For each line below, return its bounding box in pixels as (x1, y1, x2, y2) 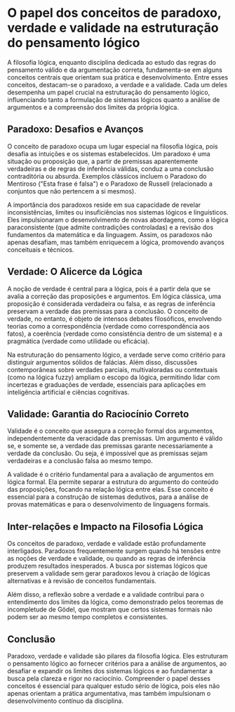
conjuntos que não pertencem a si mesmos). (7, 186, 137, 195)
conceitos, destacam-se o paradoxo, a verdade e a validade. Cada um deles (7, 80, 228, 89)
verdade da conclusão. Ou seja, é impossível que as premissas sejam (7, 449, 208, 458)
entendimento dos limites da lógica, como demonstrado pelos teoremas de (7, 598, 224, 606)
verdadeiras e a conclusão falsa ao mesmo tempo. (7, 457, 153, 465)
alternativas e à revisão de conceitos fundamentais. (7, 577, 156, 585)
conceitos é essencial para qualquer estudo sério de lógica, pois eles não (7, 682, 220, 690)
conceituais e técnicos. (7, 245, 74, 254)
